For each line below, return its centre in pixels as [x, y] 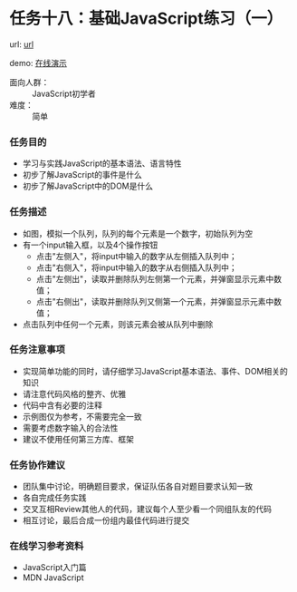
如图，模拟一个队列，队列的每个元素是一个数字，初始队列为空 [138, 233]
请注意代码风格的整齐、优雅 [74, 393]
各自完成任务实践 [54, 498]
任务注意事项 [38, 350]
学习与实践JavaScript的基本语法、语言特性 [102, 163]
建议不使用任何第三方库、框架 [78, 439]
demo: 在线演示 [38, 63]
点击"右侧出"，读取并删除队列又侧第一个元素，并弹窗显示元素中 [155, 301]
